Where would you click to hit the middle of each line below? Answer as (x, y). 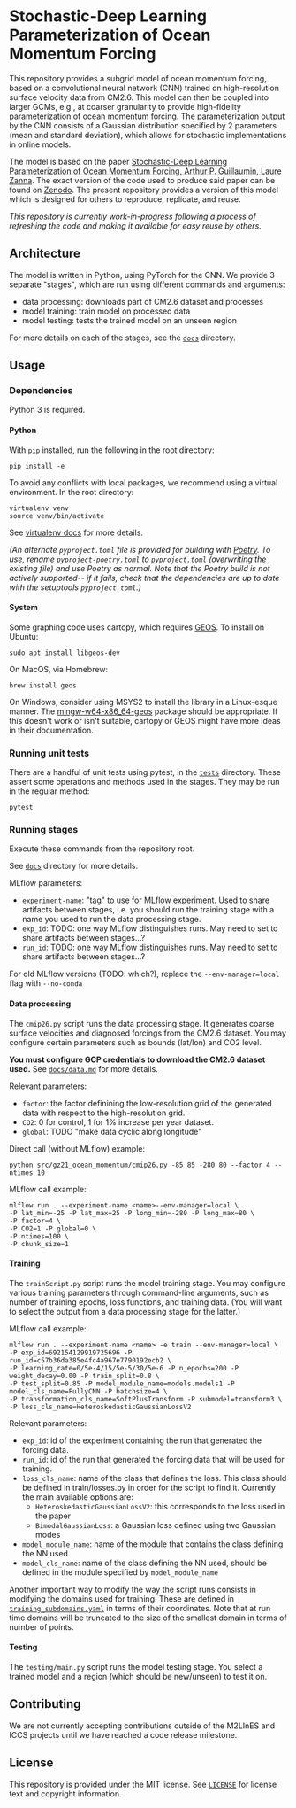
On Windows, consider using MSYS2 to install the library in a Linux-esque (144, 702)
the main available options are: (78, 1497)
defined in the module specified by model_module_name (120, 1572)
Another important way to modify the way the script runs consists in (133, 1589)
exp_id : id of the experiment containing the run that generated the (142, 1440)
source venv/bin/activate (57, 516)
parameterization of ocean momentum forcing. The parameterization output (147, 116)
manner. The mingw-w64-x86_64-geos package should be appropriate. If (144, 711)
